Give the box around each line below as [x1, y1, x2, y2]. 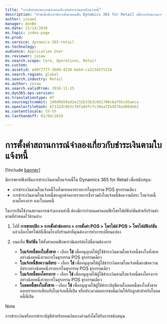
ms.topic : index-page [5, 30, 50, 35]
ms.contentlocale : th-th [5, 109, 57, 114]
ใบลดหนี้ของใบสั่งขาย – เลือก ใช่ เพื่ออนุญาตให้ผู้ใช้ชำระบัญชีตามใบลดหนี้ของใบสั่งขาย [19, 282, 158, 288]
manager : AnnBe [5, 21, 37, 26]
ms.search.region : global [5, 72, 59, 77]
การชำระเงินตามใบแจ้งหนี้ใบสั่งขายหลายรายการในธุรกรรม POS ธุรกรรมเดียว [12, 186, 137, 192]
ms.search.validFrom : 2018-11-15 [5, 85, 75, 91]
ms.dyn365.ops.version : [5, 90, 55, 95]
